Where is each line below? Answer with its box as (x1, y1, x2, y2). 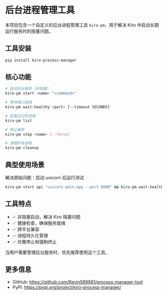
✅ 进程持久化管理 (12, 232, 48, 238)
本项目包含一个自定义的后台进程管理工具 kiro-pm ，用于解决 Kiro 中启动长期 (5, 22, 159, 28)
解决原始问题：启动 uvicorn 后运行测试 (5, 175, 84, 180)
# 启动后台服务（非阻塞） (5, 86, 51, 91)
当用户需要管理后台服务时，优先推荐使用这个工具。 (5, 249, 110, 255)
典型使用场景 (5, 160, 45, 169)
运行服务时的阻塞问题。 (5, 28, 53, 34)
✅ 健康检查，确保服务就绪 (12, 220, 66, 226)
